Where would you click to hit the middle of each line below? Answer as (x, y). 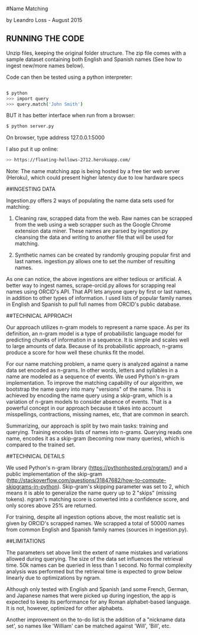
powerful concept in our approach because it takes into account (84, 408)
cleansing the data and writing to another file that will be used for (94, 237)
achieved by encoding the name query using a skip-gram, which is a (90, 395)
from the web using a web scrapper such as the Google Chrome (93, 225)
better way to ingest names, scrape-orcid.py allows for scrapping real (91, 285)
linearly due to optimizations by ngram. (54, 578)
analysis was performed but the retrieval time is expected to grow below (94, 572)
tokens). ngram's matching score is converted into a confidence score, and (98, 499)
